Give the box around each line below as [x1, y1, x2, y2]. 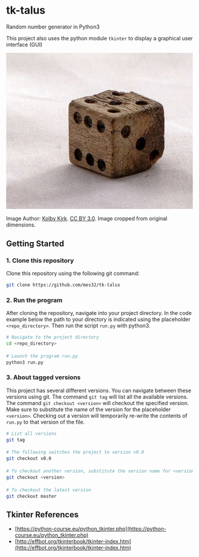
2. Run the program [6, 296, 63, 304]
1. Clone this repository [6, 256, 74, 265]
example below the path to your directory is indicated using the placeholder [6, 316, 191, 323]
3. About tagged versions [6, 373, 81, 381]
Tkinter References [6, 510, 79, 520]
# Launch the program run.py [6, 353, 78, 359]
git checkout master [6, 493, 57, 499]
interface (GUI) [6, 41, 43, 48]
